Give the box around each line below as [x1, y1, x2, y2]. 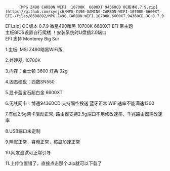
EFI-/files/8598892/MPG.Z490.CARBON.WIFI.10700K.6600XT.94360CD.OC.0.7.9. [5, 14, 166, 19]
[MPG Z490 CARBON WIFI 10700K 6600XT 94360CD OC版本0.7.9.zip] [18, 5, 158, 10]
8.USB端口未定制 [5, 128, 40, 134]
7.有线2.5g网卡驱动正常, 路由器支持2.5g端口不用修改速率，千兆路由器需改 [5, 111, 158, 117]
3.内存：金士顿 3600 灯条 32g [5, 68, 68, 74]
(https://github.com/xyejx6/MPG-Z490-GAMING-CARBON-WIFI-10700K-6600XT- [5, 9, 162, 14]
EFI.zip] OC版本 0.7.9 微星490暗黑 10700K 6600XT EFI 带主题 [5, 23, 133, 29]
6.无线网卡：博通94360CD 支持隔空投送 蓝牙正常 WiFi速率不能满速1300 [5, 100, 155, 106]
